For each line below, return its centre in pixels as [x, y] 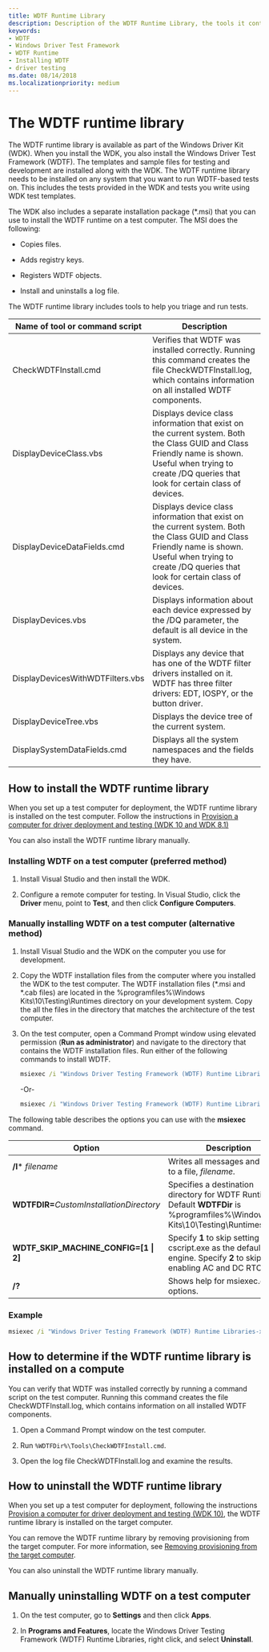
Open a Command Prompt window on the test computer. [113, 1429]
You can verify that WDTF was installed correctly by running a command [128, 1388]
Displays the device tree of [203, 717]
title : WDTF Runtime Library [57, 16]
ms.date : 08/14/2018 [43, 76]
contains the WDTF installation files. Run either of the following [124, 1050]
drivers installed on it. [193, 673]
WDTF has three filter [192, 684]
